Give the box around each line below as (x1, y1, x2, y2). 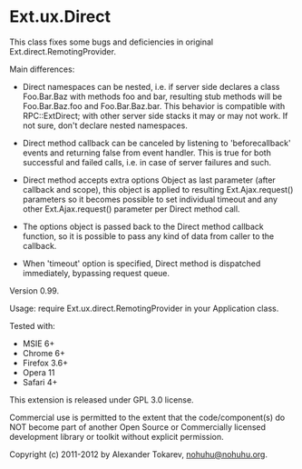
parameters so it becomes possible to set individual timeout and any (22, 194, 278, 205)
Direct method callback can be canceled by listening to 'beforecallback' (22, 137, 292, 148)
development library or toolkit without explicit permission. (9, 431, 224, 442)
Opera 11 (22, 366, 55, 378)
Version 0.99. (9, 284, 60, 296)
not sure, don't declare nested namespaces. (22, 120, 188, 131)
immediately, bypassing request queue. (22, 267, 170, 278)
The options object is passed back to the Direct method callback (22, 221, 265, 232)
